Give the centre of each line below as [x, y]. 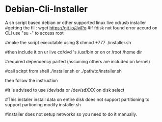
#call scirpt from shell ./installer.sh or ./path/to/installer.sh [63, 71]
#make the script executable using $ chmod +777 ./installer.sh [68, 42]
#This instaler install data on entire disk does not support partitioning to [77, 99]
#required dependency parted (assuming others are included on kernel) [78, 61]
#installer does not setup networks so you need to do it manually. [71, 114]
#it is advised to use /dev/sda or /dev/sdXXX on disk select [65, 90]
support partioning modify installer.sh [43, 104]
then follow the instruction [31, 80]
